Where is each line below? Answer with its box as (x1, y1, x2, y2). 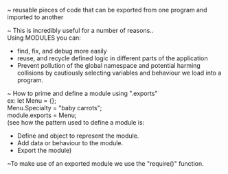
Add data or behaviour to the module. (16, 139, 124, 147)
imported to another (7, 13, 64, 21)
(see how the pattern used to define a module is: (7, 119, 145, 126)
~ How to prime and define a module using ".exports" (7, 89, 158, 97)
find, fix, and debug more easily (16, 47, 108, 55)
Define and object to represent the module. (16, 132, 139, 140)
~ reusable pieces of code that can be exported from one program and (7, 6, 207, 14)
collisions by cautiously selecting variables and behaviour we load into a (16, 69, 222, 77)
